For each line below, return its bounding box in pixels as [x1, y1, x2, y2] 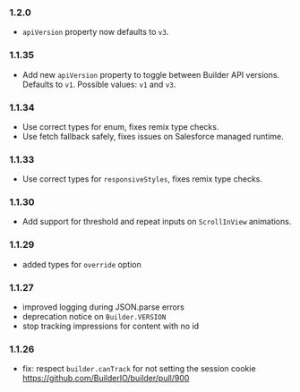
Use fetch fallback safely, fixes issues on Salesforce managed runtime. [21, 131, 284, 141]
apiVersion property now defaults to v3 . [21, 27, 169, 38]
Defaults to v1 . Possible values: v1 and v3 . [21, 79, 176, 89]
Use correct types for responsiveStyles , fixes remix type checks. [21, 174, 262, 184]
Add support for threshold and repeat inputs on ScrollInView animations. [21, 217, 292, 227]
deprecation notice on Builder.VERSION [21, 311, 167, 322]
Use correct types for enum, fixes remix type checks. [21, 121, 219, 132]
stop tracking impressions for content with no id [21, 320, 200, 332]
